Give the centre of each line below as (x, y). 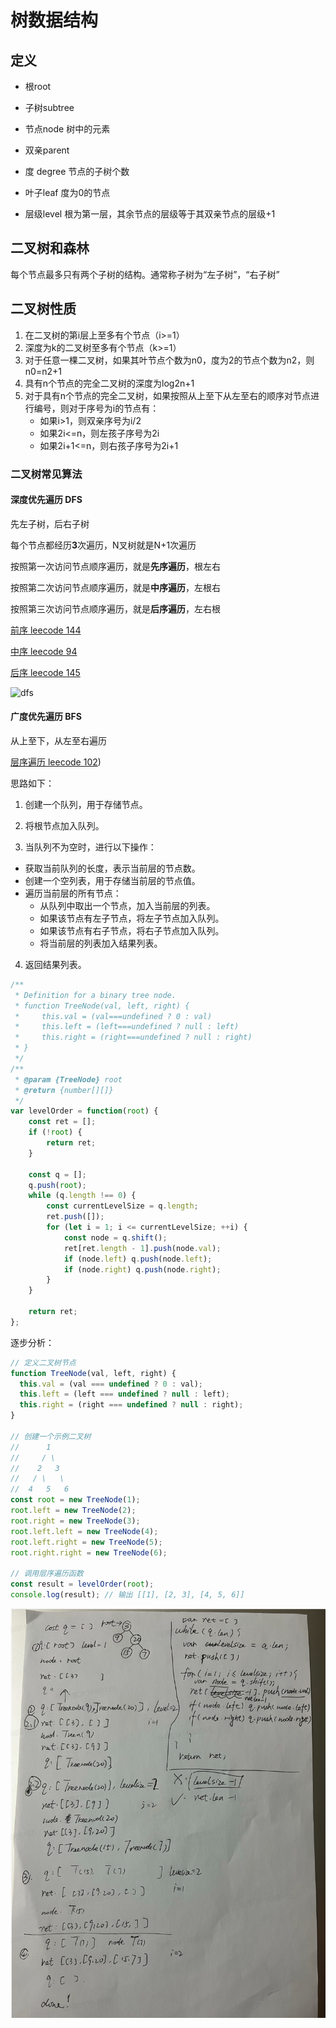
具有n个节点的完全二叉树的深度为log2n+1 (109, 383)
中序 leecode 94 (44, 651)
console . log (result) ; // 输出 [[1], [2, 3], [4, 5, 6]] (127, 1595)
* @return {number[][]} (64, 1090)
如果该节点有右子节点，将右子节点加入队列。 (132, 930)
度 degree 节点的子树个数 (77, 171)
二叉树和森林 (50, 248)
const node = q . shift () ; (115, 1237)
